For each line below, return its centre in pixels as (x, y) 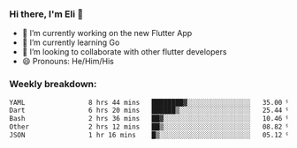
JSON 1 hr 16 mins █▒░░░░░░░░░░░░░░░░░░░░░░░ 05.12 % (150, 136)
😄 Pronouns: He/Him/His (68, 62)
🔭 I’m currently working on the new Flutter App (107, 33)
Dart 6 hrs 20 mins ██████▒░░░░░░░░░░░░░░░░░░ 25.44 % (150, 111)
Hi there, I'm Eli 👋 (46, 14)
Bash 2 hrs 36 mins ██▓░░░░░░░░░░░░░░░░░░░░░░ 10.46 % (150, 119)
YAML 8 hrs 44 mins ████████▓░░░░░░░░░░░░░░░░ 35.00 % (150, 102)
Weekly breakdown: (53, 85)
